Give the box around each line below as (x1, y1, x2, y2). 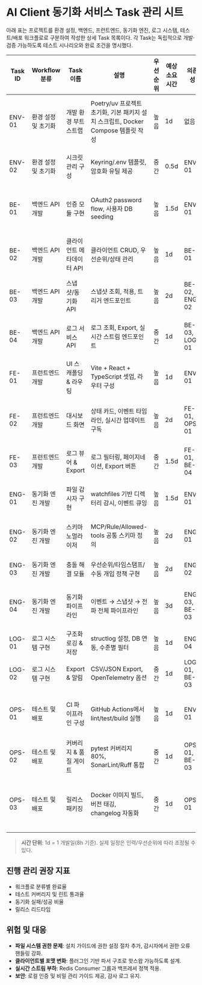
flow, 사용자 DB (90, 204, 133, 213)
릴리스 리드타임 (14, 906, 51, 913)
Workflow (31, 66, 61, 74)
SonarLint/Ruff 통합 (90, 760, 145, 769)
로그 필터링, (90, 453, 122, 461)
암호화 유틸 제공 (90, 167, 133, 175)
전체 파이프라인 (97, 606, 139, 615)
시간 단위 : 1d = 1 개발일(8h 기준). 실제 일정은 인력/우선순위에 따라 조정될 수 (20, 839, 196, 846)
